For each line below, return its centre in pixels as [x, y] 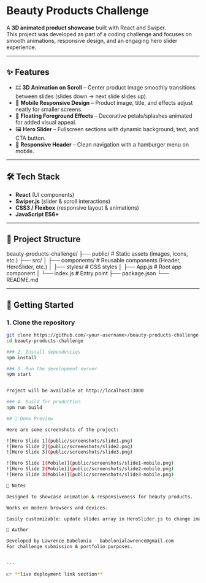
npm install [21, 357]
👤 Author [17, 530]
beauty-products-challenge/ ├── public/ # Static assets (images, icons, [97, 254]
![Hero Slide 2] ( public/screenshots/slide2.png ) [70, 446]
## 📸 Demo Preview [30, 418]
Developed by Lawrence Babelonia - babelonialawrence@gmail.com [90, 541]
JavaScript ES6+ [37, 214]
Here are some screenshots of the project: [63, 430]
